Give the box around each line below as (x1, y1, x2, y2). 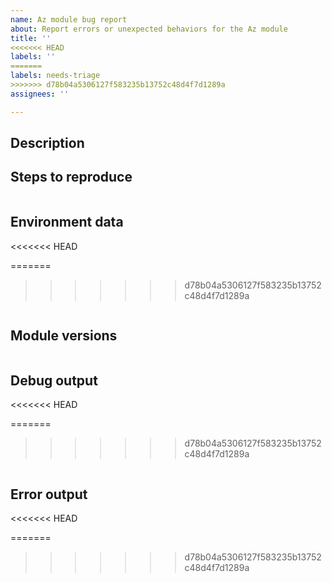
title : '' (10, 33, 52, 43)
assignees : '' (10, 89, 70, 99)
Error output (10, 486, 88, 503)
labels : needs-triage (10, 71, 101, 81)
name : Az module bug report (10, 14, 128, 25)
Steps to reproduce (10, 169, 133, 186)
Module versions (10, 327, 118, 345)
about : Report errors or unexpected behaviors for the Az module (10, 24, 288, 34)
